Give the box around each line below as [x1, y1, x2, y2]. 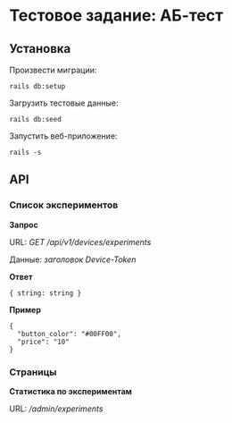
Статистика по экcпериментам [9, 385, 132, 396]
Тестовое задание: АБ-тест [9, 5, 224, 26]
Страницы [9, 366, 57, 378]
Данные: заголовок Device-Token [9, 254, 137, 265]
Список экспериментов [9, 199, 119, 211]
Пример [9, 304, 42, 315]
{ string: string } [9, 288, 82, 298]
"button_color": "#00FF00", [17, 329, 122, 338]
